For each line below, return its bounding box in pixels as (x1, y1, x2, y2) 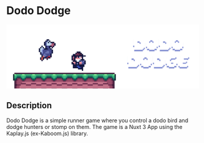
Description (6, 100, 52, 111)
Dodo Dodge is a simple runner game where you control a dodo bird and (6, 117, 189, 124)
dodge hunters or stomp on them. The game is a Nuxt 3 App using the (6, 123, 183, 130)
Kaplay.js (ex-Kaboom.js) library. (6, 130, 89, 137)
